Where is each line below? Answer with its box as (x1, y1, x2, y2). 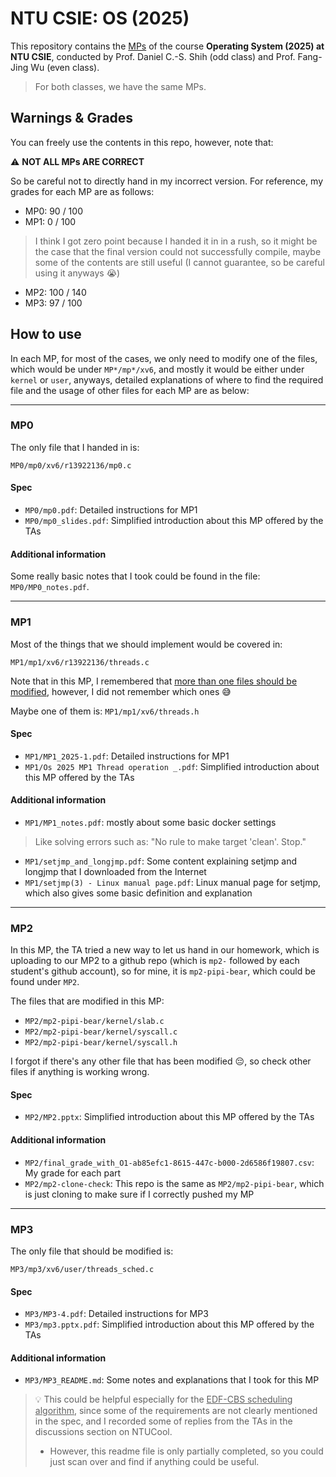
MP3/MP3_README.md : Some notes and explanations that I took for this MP (24, 1374, 320, 1386)
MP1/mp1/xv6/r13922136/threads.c (10, 657, 150, 667)
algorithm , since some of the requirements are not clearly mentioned (34, 1405, 318, 1417)
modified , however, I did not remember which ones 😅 (10, 685, 232, 697)
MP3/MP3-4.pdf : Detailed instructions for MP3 (24, 1308, 209, 1320)
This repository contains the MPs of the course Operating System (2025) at (10, 40, 325, 52)
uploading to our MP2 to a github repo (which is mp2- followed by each (10, 955, 300, 967)
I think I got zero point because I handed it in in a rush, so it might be (34, 235, 318, 247)
